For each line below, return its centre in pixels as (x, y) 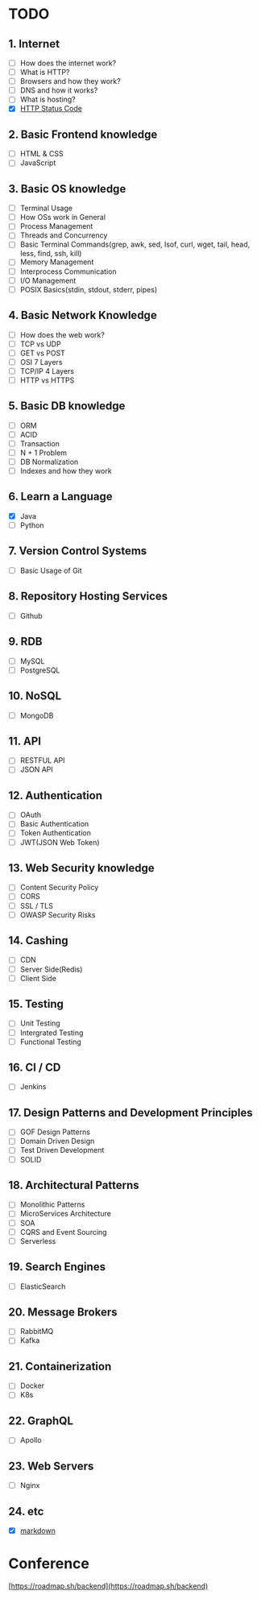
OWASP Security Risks (58, 914)
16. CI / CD (35, 1068)
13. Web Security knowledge (81, 868)
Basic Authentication (54, 824)
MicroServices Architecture (65, 1214)
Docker (32, 1386)
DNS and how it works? (59, 90)
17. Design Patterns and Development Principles (130, 1112)
